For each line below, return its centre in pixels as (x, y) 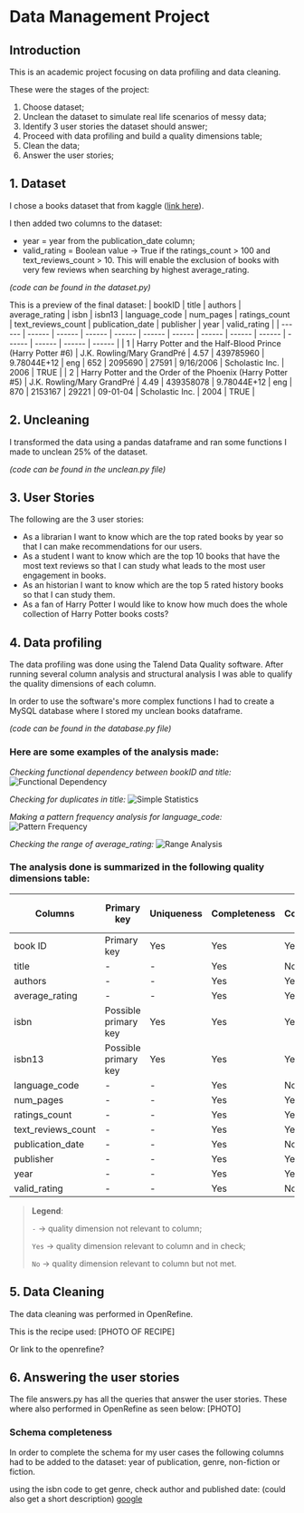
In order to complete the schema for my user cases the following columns (147, 1452)
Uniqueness (176, 913)
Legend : (47, 1210)
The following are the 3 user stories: (77, 520)
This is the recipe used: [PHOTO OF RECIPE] (92, 1332)
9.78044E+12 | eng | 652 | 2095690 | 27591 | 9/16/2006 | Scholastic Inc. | (147, 362)
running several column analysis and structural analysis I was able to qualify (151, 674)
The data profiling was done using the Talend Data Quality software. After (147, 665)
